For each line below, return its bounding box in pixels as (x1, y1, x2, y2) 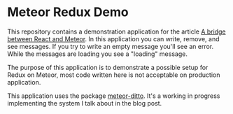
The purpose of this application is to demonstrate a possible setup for (7, 63, 209, 71)
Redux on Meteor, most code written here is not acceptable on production (7, 71, 220, 79)
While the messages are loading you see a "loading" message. (7, 50, 188, 58)
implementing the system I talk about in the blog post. (7, 99, 162, 107)
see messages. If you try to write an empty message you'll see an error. (7, 42, 214, 50)
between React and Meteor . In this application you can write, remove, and (7, 34, 220, 43)
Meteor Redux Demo (7, 4, 129, 20)
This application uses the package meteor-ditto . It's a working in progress (7, 92, 220, 100)
